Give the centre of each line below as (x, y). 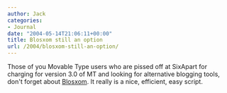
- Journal (22, 27)
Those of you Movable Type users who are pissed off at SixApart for (107, 67)
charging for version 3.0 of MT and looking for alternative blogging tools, (113, 74)
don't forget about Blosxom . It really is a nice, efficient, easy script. (105, 81)
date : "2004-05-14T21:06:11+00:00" (60, 33)
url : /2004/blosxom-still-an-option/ (63, 46)
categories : (25, 20)
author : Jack (27, 14)
